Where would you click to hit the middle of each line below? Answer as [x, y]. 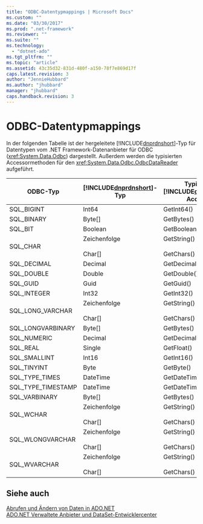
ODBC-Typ [43, 191]
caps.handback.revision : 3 [40, 96]
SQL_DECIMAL [31, 264]
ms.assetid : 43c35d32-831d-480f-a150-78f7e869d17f [71, 68]
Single [92, 348]
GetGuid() [177, 284]
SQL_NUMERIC [31, 338]
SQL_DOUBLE [29, 273]
